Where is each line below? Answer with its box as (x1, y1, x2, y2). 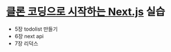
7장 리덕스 (14, 40, 39, 47)
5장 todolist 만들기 (14, 25, 58, 32)
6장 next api (14, 32, 44, 39)
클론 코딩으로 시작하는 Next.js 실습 (6, 5, 166, 18)
